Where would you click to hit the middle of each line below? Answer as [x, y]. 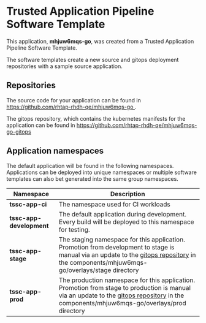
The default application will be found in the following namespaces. [90, 165]
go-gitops [19, 131]
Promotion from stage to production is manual [125, 287]
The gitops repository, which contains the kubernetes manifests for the [96, 118]
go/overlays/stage [85, 270]
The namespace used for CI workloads [114, 204]
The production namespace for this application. [127, 280]
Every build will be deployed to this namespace [126, 222]
